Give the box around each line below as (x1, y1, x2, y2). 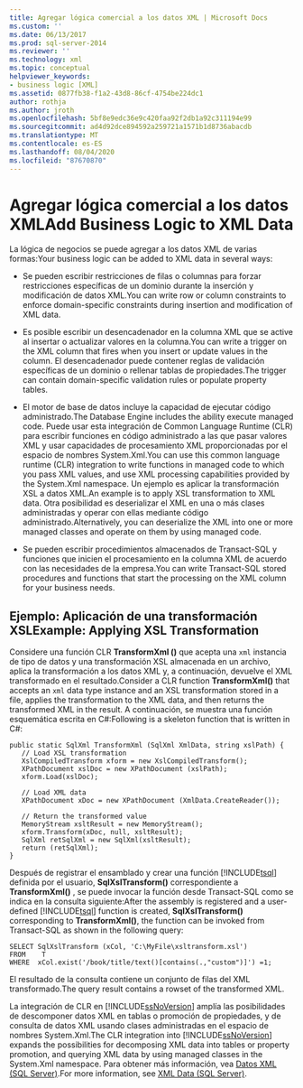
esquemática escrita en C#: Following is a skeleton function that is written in (9, 714, 290, 725)
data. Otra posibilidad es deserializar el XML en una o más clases (22, 498, 265, 508)
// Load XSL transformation (21, 749, 127, 758)
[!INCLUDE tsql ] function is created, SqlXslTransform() (40, 906, 243, 916)
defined (9, 906, 39, 916)
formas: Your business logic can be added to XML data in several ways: (9, 254, 273, 265)
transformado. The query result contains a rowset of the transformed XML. (9, 983, 285, 994)
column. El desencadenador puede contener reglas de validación (22, 356, 265, 367)
